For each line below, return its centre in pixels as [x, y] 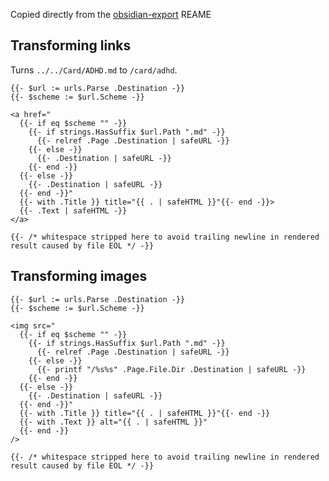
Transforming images [79, 276]
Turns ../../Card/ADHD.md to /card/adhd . [94, 70]
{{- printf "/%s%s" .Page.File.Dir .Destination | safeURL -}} [171, 369]
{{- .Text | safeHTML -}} [73, 210]
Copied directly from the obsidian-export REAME [111, 14]
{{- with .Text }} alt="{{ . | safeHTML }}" [113, 422]
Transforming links [71, 45]
